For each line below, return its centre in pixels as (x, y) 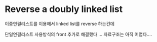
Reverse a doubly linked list (64, 9)
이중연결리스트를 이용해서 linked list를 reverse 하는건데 (60, 23)
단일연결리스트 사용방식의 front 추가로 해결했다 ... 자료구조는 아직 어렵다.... (78, 34)
